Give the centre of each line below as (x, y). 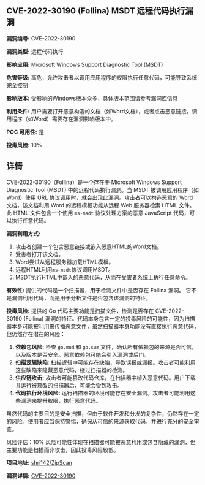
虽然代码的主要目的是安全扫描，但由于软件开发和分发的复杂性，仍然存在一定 (103, 413)
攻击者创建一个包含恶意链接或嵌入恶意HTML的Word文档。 (88, 246)
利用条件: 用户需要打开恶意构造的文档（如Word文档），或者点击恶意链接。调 (102, 111)
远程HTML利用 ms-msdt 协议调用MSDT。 (65, 269)
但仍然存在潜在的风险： (36, 334)
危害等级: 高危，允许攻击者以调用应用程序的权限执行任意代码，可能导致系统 (102, 77)
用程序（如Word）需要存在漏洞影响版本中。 (61, 119)
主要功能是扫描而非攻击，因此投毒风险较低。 (63, 449)
